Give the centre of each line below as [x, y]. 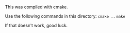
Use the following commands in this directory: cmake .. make [65, 16]
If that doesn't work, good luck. [36, 25]
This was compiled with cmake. [36, 7]
